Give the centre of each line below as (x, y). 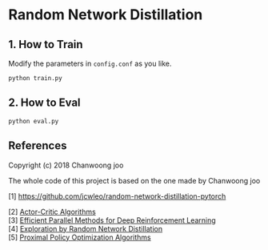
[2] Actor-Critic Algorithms (52, 212)
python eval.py (34, 121)
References (38, 146)
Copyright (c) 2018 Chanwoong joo (66, 165)
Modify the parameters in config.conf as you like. (90, 63)
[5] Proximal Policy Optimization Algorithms (80, 237)
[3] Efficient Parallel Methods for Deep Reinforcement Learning (112, 220)
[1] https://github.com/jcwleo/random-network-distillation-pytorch (117, 196)
